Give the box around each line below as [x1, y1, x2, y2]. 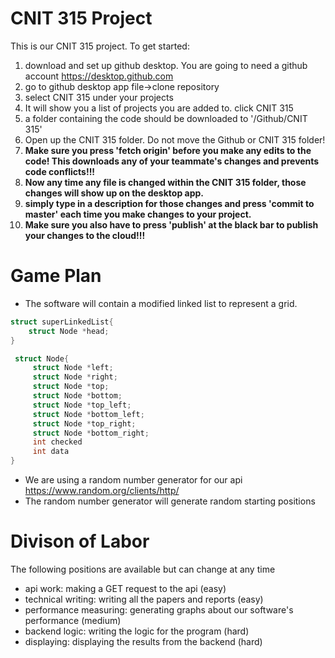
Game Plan [10, 265, 102, 287]
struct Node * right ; [32, 372, 118, 382]
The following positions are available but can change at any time [10, 563, 276, 575]
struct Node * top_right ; [32, 418, 137, 429]
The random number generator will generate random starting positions [24, 495, 316, 507]
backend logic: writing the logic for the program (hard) [24, 625, 250, 637]
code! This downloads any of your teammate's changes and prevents [24, 155, 320, 167]
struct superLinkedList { [10, 317, 114, 327]
